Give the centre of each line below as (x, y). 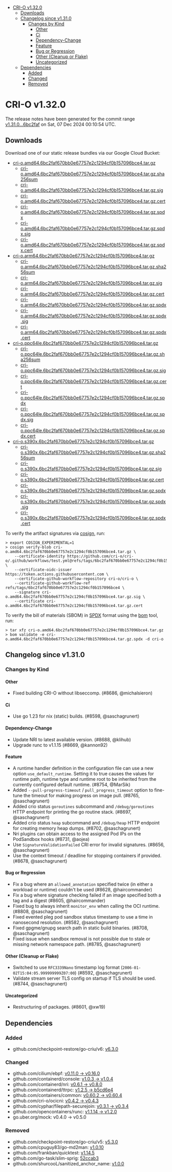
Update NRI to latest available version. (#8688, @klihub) (72, 739)
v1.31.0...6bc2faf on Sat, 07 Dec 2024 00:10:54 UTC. (61, 124)
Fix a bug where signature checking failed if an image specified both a (87, 895)
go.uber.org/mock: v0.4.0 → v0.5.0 (49, 1117)
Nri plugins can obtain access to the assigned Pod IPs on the (77, 834)
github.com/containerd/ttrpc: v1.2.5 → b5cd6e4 (63, 1090)
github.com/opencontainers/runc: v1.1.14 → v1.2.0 (65, 1112)
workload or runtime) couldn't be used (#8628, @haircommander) (82, 890)
